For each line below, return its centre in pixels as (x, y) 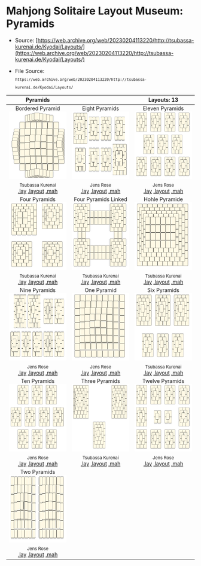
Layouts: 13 (163, 100)
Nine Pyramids (38, 290)
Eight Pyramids (100, 108)
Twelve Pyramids (164, 381)
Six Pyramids (163, 290)
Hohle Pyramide (163, 199)
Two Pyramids (38, 472)
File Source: (30, 71)
